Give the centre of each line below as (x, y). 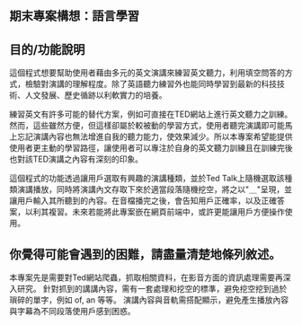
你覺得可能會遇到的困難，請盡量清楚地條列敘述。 (145, 254)
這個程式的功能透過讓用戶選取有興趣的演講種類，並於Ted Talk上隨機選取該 (147, 179)
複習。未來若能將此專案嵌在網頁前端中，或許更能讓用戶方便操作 (166, 212)
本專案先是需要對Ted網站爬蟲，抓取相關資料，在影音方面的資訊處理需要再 (146, 277)
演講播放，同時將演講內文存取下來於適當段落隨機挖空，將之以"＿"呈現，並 (155, 189)
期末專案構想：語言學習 (74, 16)
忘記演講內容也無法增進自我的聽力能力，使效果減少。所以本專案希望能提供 (155, 136)
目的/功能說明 (47, 49)
